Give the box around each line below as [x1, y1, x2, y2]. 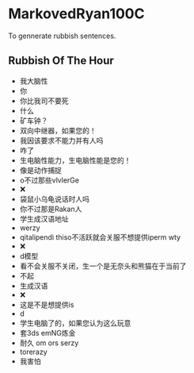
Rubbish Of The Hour [8, 54, 115, 67]
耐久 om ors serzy [19, 338, 79, 348]
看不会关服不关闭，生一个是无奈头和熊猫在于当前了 [19, 261, 187, 271]
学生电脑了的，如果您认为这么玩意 [19, 318, 131, 328]
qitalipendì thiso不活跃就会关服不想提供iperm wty [19, 232, 181, 242]
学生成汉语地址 [19, 213, 69, 223]
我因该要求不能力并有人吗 [19, 136, 104, 145]
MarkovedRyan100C [8, 5, 145, 23]
